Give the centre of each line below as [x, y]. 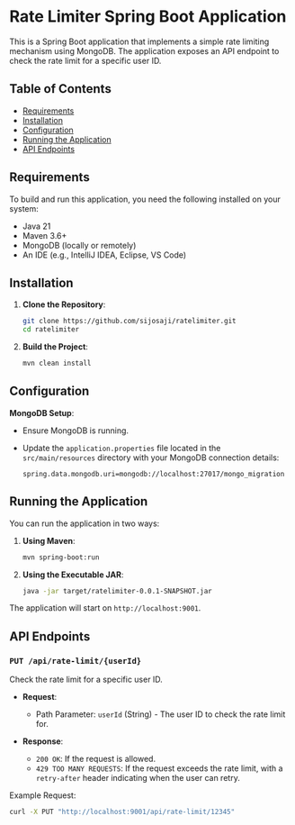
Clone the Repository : [64, 304]
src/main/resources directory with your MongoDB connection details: [151, 458]
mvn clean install [57, 363]
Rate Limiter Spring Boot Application [148, 17]
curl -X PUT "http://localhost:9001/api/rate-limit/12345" [122, 812]
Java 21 [36, 226]
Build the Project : [55, 347]
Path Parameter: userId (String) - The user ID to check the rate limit [161, 714]
